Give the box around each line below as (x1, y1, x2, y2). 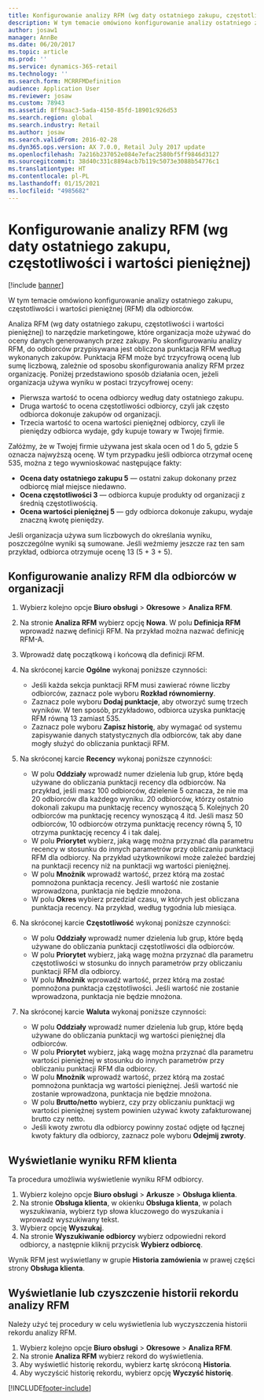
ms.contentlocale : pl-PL (8, 172, 90, 181)
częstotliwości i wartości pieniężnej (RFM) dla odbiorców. (8, 303, 194, 313)
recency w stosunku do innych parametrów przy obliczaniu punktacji (31, 844, 255, 854)
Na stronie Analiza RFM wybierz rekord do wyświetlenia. (19, 1351, 204, 1361)
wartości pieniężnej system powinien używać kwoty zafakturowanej (31, 1106, 251, 1115)
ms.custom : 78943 (8, 99, 65, 107)
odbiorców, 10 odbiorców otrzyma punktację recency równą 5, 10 (31, 819, 242, 829)
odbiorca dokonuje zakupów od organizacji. (19, 410, 162, 419)
